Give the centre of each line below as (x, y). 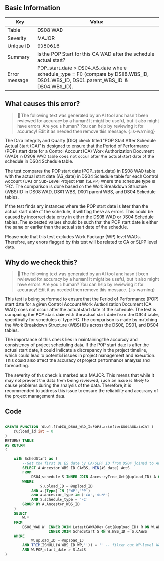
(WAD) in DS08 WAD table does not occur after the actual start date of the (80, 156)
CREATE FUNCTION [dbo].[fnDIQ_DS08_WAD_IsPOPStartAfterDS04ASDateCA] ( (79, 427)
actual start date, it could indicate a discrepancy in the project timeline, (76, 350)
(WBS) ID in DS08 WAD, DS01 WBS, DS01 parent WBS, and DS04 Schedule (80, 191)
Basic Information (33, 8)
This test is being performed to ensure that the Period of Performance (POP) (82, 299)
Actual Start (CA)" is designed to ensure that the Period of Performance (77, 146)
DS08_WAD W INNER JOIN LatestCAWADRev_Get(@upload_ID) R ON (86, 527)
